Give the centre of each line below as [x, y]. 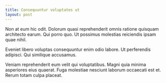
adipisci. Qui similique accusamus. [41, 55]
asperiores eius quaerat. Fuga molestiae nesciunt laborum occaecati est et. [83, 70]
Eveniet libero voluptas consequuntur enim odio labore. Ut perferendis [78, 49]
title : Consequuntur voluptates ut [43, 10]
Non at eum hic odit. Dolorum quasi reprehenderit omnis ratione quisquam [82, 29]
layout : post [19, 15]
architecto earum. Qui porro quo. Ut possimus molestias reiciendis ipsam [81, 34]
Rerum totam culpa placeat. [34, 75]
